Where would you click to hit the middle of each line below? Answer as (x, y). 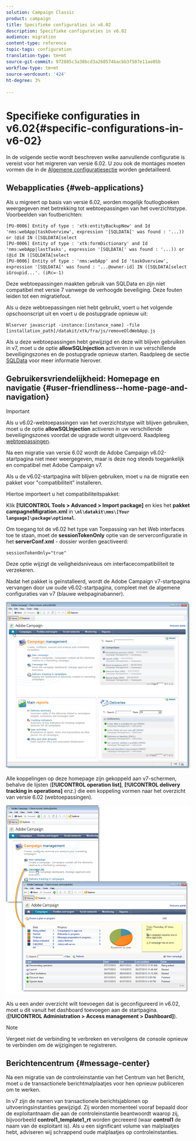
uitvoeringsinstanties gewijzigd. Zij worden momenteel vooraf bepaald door (97, 1107)
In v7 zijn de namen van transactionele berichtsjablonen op (77, 1101)
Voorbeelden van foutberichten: (44, 214)
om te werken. (23, 1090)
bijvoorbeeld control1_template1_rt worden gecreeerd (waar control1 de (94, 1120)
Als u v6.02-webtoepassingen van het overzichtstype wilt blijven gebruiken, (97, 422)
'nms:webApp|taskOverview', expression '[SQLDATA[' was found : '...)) (95, 232)
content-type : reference (36, 43)
